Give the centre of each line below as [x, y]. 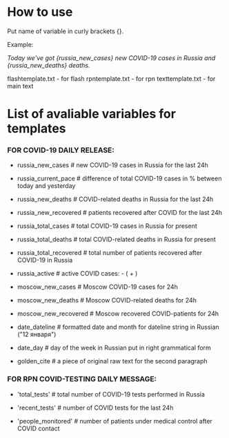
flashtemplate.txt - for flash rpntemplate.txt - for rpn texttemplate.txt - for [111, 78]
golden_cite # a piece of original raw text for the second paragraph [112, 361]
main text [20, 86]
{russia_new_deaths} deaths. [49, 65]
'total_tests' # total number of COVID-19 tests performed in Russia [111, 394]
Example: [20, 44]
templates [37, 129]
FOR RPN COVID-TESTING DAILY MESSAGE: [82, 379]
